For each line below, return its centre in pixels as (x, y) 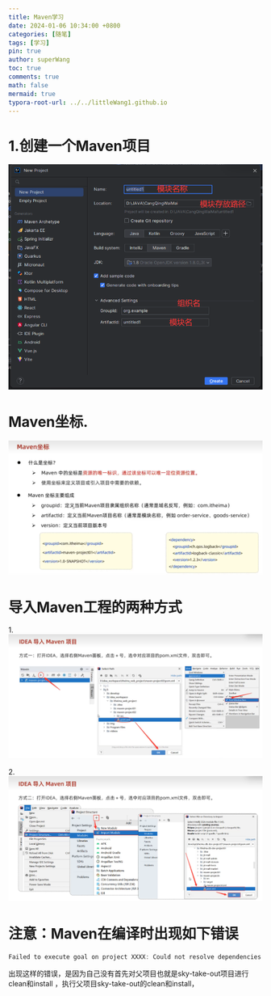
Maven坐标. (48, 422)
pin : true (25, 51)
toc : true (25, 69)
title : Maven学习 (36, 17)
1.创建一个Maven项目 (79, 146)
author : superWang (39, 60)
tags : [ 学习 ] (29, 43)
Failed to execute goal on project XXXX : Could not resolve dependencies (135, 957)
